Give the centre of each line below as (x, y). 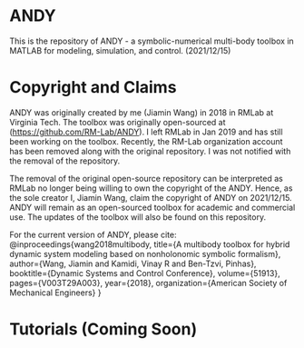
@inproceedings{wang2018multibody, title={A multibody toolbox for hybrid (150, 244)
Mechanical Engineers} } (55, 293)
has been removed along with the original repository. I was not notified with (150, 151)
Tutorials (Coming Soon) (103, 329)
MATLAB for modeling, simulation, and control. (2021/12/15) (120, 50)
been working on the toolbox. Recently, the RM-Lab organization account (146, 141)
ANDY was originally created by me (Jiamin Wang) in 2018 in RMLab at (142, 112)
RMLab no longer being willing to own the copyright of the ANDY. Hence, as (151, 188)
